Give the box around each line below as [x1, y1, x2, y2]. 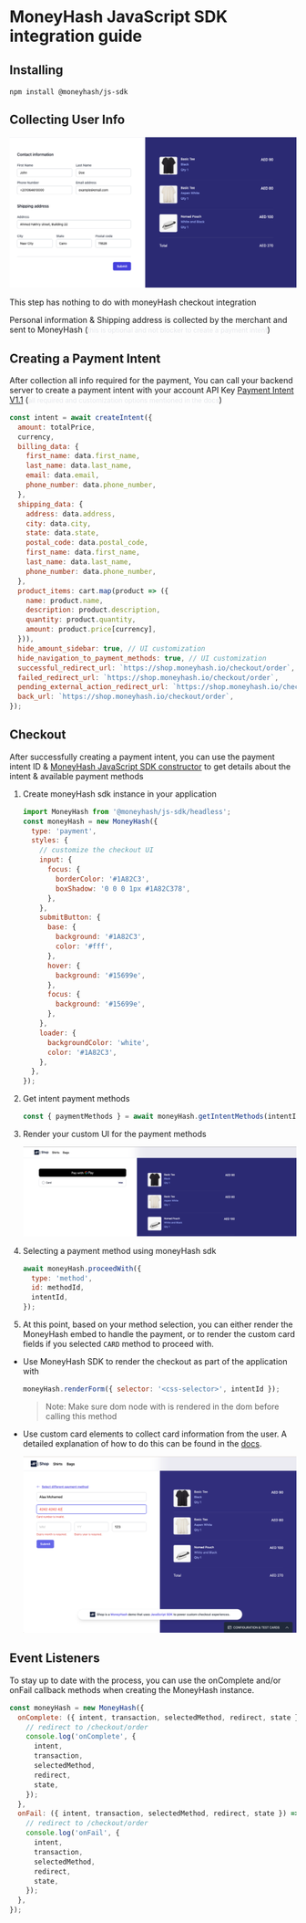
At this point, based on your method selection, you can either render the [22, 1319, 293, 1330]
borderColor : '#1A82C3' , [56, 874, 150, 883]
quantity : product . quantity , [25, 615, 137, 624]
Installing [9, 62, 64, 78]
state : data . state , [25, 528, 100, 538]
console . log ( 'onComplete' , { [25, 1732, 137, 1741]
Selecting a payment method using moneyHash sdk [22, 1245, 217, 1256]
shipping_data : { [17, 499, 84, 508]
